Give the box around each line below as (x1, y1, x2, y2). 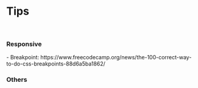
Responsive (6, 40, 42, 48)
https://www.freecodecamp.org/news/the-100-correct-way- (40, 54, 192, 61)
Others (6, 75, 27, 84)
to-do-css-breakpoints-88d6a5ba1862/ (6, 60, 105, 68)
